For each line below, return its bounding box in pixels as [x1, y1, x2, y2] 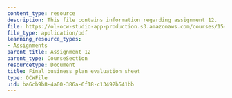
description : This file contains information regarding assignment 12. [7, 17, 217, 23]
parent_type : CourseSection [7, 55, 88, 62]
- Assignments [7, 42, 48, 49]
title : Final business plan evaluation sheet [7, 68, 140, 75]
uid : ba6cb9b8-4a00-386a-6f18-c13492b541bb [7, 81, 135, 88]
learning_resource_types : [7, 36, 81, 43]
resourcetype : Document [7, 61, 76, 68]
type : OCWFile [7, 74, 48, 81]
